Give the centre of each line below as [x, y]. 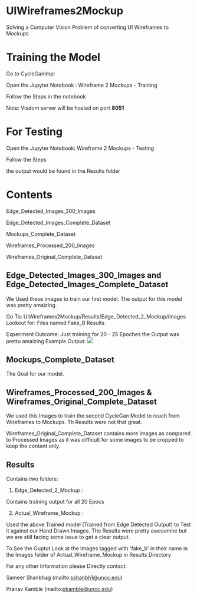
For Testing [35, 132]
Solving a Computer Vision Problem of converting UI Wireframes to [88, 27]
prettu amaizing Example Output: [46, 341]
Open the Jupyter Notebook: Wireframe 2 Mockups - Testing [80, 148]
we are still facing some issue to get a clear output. [68, 537]
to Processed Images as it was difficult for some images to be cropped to [95, 440]
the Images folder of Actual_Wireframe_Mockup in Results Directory [89, 555]
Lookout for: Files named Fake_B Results [55, 323]
